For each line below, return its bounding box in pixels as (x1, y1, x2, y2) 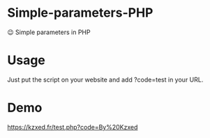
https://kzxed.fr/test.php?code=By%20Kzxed (7, 123, 138, 131)
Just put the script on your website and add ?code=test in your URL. (7, 75, 204, 84)
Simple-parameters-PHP (7, 5, 153, 21)
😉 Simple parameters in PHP (7, 28, 91, 36)
